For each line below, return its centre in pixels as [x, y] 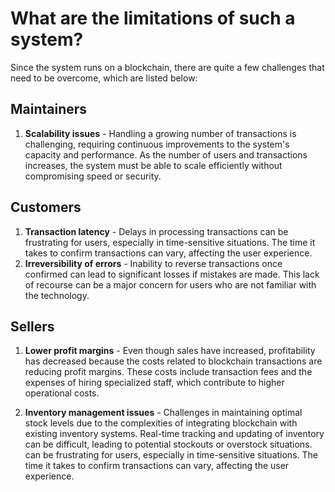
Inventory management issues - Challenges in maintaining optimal [163, 413]
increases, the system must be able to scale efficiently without [153, 165]
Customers [46, 207]
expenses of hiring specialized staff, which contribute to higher [154, 383]
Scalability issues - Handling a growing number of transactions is [160, 133]
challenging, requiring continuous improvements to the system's [157, 144]
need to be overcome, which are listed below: [104, 78]
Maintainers [49, 109]
